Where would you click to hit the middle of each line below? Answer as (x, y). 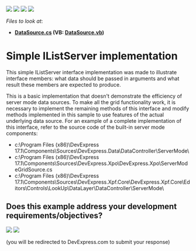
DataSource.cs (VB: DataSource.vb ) (59, 32)
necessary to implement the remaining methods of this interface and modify (98, 108)
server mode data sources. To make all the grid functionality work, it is (91, 102)
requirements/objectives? (54, 216)
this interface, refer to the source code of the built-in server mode (85, 127)
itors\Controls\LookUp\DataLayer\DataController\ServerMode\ (89, 188)
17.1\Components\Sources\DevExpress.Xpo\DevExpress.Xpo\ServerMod (101, 163)
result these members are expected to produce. (63, 84)
